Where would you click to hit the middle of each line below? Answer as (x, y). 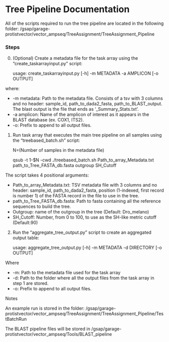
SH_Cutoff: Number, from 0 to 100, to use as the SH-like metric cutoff (84, 217)
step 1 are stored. (31, 283)
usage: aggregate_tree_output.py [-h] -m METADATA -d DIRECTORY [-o (87, 248)
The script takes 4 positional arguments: (47, 175)
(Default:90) (25, 223)
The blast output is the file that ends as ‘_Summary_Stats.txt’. (76, 109)
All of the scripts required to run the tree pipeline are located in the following (84, 23)
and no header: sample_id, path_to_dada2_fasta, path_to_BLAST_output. (87, 104)
